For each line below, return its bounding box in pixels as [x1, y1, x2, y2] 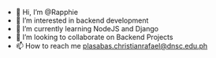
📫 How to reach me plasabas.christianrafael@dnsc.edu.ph [15, 42, 208, 50]
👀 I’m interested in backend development [15, 16, 149, 25]
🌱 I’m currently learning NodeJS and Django [15, 24, 159, 33]
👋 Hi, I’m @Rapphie [15, 8, 79, 16]
